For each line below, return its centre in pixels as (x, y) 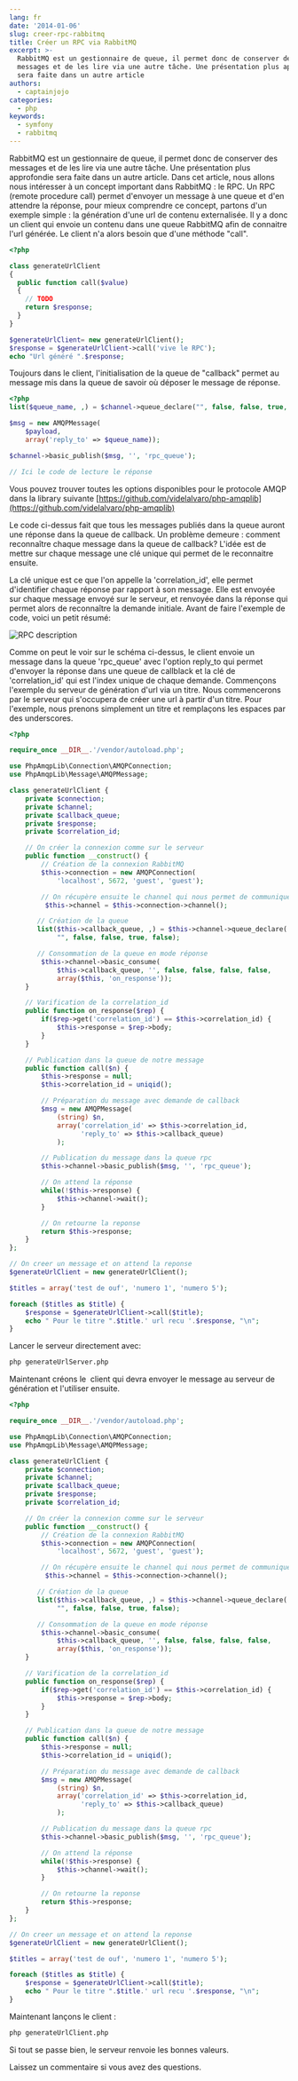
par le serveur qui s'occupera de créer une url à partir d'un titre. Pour (136, 699)
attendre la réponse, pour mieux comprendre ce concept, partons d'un (138, 205)
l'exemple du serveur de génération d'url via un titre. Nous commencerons (145, 690)
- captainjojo (43, 91)
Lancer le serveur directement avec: (75, 1346)
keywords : (27, 116)
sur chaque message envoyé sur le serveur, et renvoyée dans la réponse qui (149, 598)
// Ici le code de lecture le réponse (81, 471)
